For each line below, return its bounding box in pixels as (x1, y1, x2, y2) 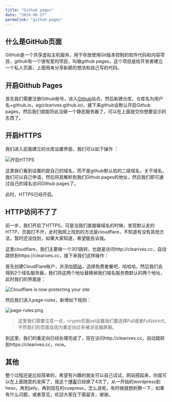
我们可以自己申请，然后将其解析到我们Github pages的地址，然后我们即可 (5, 174, 160, 180)
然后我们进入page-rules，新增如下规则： (5, 297, 92, 303)
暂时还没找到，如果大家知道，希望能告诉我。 (14, 235, 109, 241)
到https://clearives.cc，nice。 (5, 341, 69, 347)
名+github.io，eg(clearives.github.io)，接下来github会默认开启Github (5, 102, 151, 108)
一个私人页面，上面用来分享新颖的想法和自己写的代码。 (5, 65, 122, 71)
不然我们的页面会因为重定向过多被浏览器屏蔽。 (17, 324, 117, 330)
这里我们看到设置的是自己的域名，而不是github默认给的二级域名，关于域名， (5, 167, 167, 174)
